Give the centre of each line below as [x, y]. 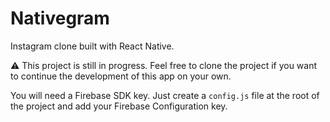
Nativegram [60, 18]
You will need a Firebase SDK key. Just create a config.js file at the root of [165, 95]
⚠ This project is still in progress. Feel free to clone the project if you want [164, 65]
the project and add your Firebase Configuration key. [119, 106]
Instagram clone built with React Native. [92, 46]
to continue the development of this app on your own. [121, 76]
